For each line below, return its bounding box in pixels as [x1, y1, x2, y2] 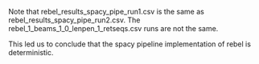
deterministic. [8, 48, 54, 57]
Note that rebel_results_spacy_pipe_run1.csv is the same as [8, 7, 205, 16]
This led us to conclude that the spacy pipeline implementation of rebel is [8, 39, 252, 49]
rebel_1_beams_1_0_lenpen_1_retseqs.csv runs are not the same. [8, 24, 219, 33]
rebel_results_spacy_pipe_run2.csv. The [8, 15, 141, 25]
